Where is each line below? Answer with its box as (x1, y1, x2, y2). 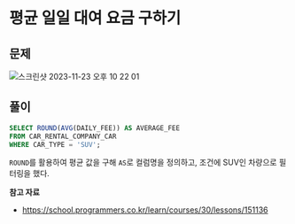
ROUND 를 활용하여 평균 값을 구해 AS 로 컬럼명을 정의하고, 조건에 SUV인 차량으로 (9, 157, 277, 168)
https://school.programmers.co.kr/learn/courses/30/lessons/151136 (21, 205, 268, 215)
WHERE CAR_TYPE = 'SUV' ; (9, 140, 101, 149)
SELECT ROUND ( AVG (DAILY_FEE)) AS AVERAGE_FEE (9, 123, 180, 133)
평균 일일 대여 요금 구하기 (9, 8, 182, 28)
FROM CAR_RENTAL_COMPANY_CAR (9, 132, 117, 141)
